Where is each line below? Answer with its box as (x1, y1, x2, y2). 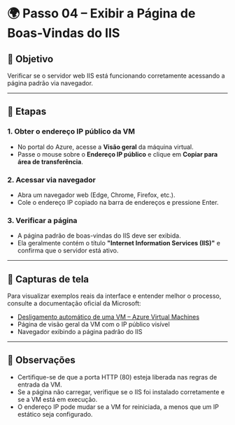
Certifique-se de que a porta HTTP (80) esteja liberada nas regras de (17, 373, 218, 381)
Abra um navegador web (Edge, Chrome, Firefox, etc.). (17, 190, 176, 199)
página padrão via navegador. (7, 79, 93, 87)
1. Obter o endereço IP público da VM (7, 127, 135, 136)
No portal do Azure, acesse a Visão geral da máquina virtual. (17, 143, 194, 151)
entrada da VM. (17, 380, 63, 389)
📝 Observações (7, 354, 76, 366)
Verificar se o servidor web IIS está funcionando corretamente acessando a (7, 71, 225, 80)
